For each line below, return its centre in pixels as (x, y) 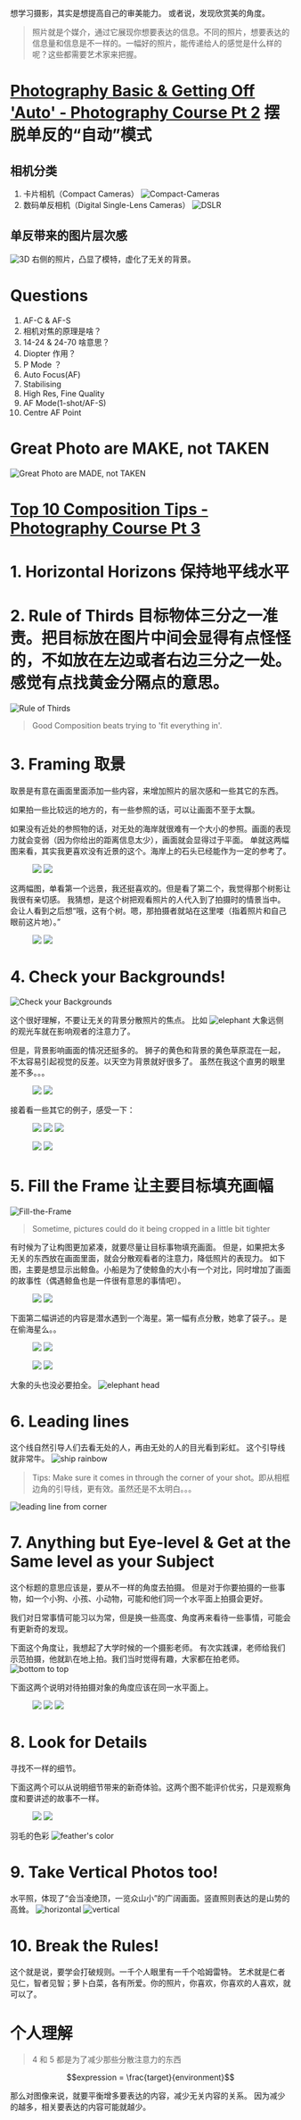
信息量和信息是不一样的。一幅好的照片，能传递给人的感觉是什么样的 (157, 43)
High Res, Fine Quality (64, 393)
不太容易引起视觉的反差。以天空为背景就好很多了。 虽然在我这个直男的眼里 (148, 1061)
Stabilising (42, 384)
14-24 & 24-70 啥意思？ (66, 342)
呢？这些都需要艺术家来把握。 (86, 54)
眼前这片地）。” (36, 921)
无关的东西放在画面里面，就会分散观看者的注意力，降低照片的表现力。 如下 (148, 1258)
